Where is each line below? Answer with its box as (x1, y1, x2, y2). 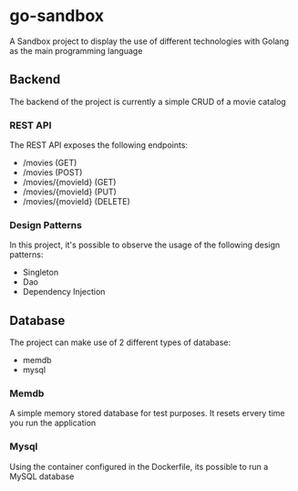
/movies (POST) (22, 167, 83, 178)
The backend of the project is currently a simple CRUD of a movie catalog (9, 96, 287, 107)
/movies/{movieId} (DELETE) (22, 196, 130, 207)
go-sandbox (9, 5, 105, 26)
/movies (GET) (22, 157, 77, 169)
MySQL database (9, 471, 75, 482)
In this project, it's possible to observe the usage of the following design (9, 239, 281, 251)
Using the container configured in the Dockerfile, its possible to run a (9, 461, 269, 472)
